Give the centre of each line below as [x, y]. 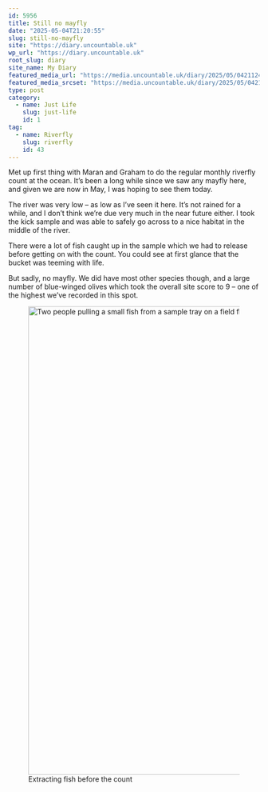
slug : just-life [50, 113]
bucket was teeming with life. [57, 263]
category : [25, 98]
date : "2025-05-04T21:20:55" [57, 30]
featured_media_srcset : [48, 82]
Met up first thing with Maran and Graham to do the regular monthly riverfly [132, 172]
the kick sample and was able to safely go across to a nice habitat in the [126, 222]
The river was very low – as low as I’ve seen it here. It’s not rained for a [125, 205]
